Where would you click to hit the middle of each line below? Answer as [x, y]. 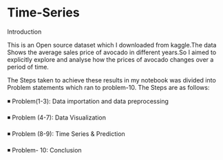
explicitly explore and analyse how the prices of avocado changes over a [110, 59]
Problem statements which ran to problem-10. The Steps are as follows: [108, 87]
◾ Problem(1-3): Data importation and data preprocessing [88, 101]
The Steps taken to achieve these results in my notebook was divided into [112, 80]
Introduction [24, 32]
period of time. [28, 67]
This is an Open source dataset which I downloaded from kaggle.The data [112, 45]
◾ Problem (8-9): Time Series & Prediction [66, 134]
